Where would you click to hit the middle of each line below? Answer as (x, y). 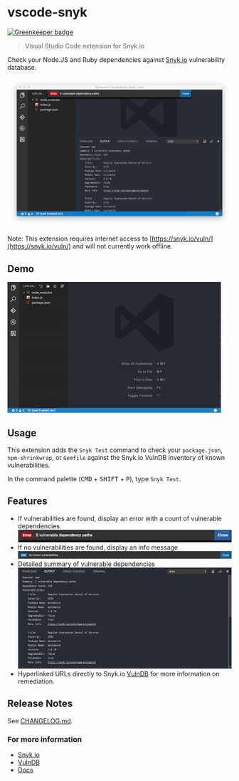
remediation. (36, 681)
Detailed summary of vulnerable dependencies (86, 564)
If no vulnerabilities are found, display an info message (98, 547)
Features (27, 502)
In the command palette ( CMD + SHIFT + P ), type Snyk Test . (94, 479)
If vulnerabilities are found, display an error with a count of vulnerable (120, 518)
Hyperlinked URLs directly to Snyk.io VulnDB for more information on (119, 673)
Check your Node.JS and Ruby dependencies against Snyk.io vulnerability (116, 59)
